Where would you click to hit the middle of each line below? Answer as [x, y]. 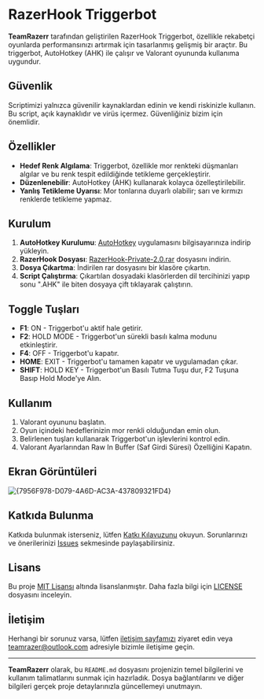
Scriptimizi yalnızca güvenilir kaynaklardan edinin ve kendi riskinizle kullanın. [132, 105]
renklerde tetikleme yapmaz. [66, 199]
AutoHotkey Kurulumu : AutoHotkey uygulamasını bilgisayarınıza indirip [135, 242]
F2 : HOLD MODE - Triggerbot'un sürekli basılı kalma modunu [118, 337]
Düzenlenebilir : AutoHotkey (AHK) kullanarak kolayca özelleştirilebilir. [132, 182]
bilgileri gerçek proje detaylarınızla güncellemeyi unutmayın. [105, 686]
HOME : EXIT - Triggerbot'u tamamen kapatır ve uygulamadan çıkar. [128, 362]
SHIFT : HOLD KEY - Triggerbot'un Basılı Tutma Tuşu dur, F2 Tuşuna [129, 370]
